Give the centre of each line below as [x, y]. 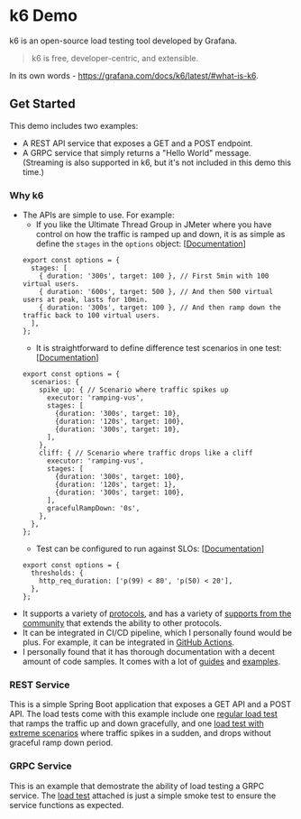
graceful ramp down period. [61, 743]
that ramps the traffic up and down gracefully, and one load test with [137, 723]
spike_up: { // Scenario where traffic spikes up [134, 390]
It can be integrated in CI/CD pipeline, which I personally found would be [157, 633]
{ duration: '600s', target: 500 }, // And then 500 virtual [156, 292]
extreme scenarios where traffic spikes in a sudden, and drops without [141, 733]
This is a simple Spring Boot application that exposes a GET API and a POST [150, 704]
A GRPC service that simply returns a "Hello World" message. [137, 152]
